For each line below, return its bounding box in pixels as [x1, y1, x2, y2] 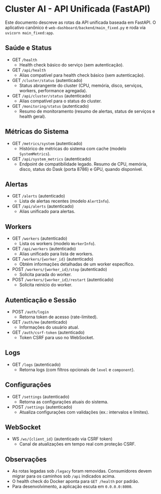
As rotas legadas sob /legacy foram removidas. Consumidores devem [12, 468, 152, 474]
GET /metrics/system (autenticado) [12, 140, 82, 146]
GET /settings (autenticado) [12, 394, 70, 399]
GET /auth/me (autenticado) [12, 319, 67, 325]
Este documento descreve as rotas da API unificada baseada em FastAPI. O [5, 19, 156, 25]
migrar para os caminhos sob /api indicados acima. [12, 473, 115, 479]
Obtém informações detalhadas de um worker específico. [19, 261, 135, 267]
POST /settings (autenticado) [12, 404, 73, 410]
